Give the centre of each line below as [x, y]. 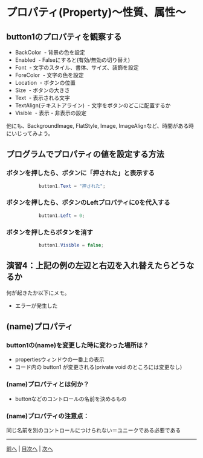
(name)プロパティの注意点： [48, 416]
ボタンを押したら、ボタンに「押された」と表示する [81, 173]
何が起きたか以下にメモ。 [38, 293]
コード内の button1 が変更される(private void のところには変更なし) [98, 367]
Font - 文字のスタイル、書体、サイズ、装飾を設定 [77, 68]
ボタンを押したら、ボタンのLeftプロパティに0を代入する [88, 202]
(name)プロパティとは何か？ [48, 384]
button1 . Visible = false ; [71, 245]
